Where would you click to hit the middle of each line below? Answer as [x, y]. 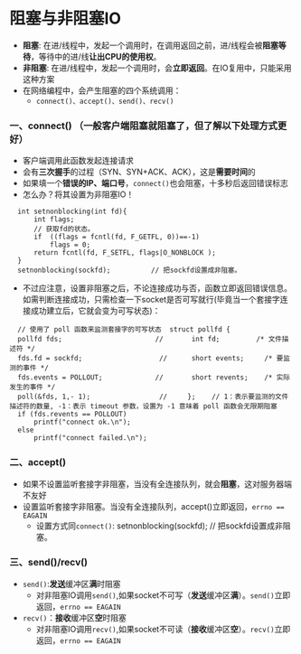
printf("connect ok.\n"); [82, 422]
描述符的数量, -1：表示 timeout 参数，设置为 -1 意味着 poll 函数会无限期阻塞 [143, 406]
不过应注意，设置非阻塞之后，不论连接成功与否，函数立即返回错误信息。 [157, 288]
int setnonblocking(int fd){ [72, 212]
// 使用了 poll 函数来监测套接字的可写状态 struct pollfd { [124, 330]
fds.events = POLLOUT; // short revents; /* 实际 [154, 378]
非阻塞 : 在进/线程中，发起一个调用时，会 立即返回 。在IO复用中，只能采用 [157, 68]
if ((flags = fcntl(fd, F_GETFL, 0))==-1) [117, 237]
